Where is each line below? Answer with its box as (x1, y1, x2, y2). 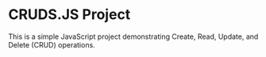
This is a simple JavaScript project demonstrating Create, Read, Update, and (8, 32, 259, 41)
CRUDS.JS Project (8, 6, 131, 24)
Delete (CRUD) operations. (8, 40, 95, 49)
